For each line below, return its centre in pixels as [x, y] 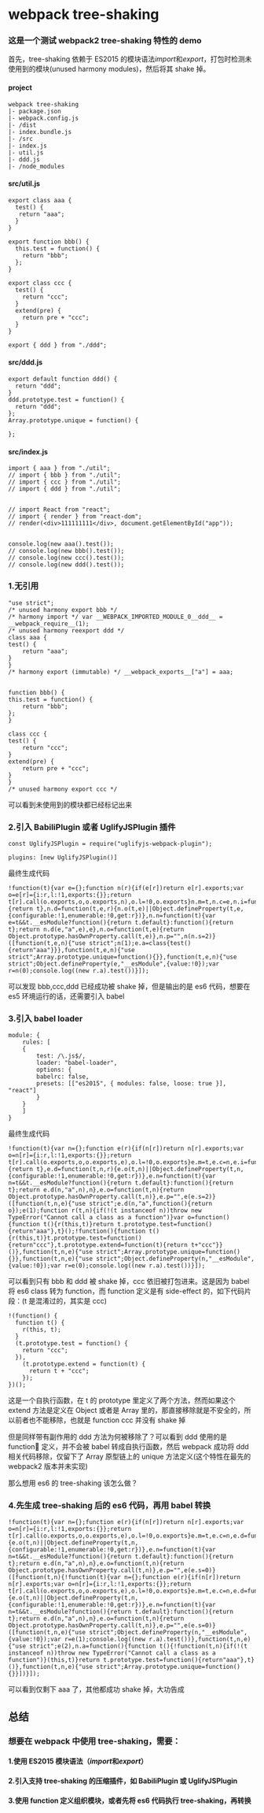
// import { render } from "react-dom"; [75, 517]
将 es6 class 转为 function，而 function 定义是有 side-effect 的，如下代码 [126, 1291]
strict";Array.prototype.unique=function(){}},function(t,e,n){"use [123, 957]
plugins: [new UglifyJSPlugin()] [63, 857]
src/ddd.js [26, 362]
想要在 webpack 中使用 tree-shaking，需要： [94, 1741]
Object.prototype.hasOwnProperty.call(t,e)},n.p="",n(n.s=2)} [112, 936]
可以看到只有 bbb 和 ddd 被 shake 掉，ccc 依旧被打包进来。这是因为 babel [129, 1281]
